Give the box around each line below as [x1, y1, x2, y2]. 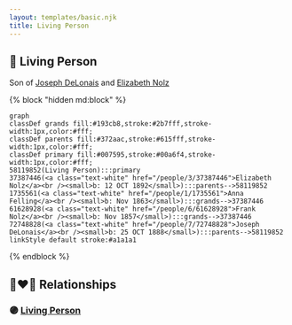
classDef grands [9, 120, 69, 128]
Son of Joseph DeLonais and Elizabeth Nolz [9, 77, 170, 89]
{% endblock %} [9, 251, 70, 262]
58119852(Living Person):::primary [9, 166, 141, 175]
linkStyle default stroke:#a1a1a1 [9, 236, 138, 244]
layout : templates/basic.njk [9, 12, 117, 22]
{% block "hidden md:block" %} [9, 95, 127, 105]
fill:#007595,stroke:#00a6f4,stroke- [76, 151, 217, 159]
